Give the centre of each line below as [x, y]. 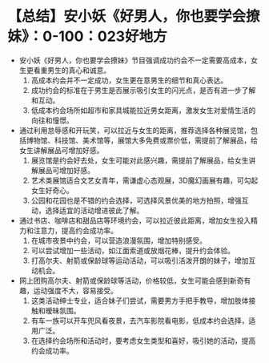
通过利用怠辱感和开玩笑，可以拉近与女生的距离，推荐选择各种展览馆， [135, 130]
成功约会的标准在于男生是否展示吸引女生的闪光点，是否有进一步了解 [143, 90]
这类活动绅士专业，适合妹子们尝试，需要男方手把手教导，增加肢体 [140, 300]
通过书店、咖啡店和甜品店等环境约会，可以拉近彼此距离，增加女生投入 [135, 220]
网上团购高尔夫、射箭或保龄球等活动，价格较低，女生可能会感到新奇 [131, 280]
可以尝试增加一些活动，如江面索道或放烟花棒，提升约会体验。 [133, 250]
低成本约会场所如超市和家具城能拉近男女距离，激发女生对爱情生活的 [143, 110]
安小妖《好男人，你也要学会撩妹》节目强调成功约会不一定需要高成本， [135, 60]
